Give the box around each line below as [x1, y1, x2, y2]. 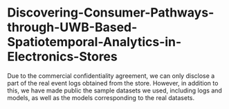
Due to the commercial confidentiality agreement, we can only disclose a [7, 71, 215, 80]
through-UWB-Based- [7, 19, 138, 35]
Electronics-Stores [7, 49, 118, 65]
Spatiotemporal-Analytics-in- [7, 34, 182, 50]
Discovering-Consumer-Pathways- [7, 5, 214, 21]
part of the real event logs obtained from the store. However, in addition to [7, 79, 219, 87]
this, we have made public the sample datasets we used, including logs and [7, 86, 223, 95]
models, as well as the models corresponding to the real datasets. [7, 93, 195, 101]
